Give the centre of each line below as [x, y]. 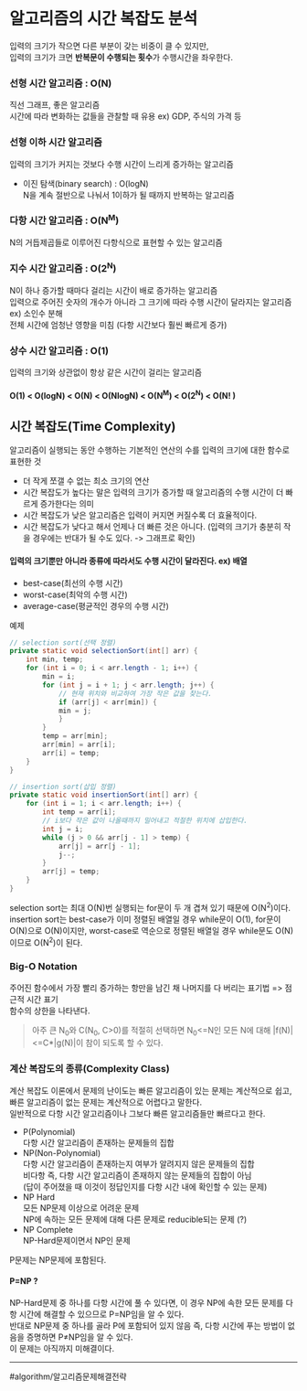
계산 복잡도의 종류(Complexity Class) [90, 1069]
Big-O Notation [43, 967]
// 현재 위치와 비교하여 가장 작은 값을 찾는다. [135, 693]
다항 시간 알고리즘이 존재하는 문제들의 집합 [99, 1142]
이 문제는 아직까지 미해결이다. [62, 1348]
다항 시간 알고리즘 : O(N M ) [64, 219]
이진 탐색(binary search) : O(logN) [85, 183]
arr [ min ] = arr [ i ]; [79, 745]
